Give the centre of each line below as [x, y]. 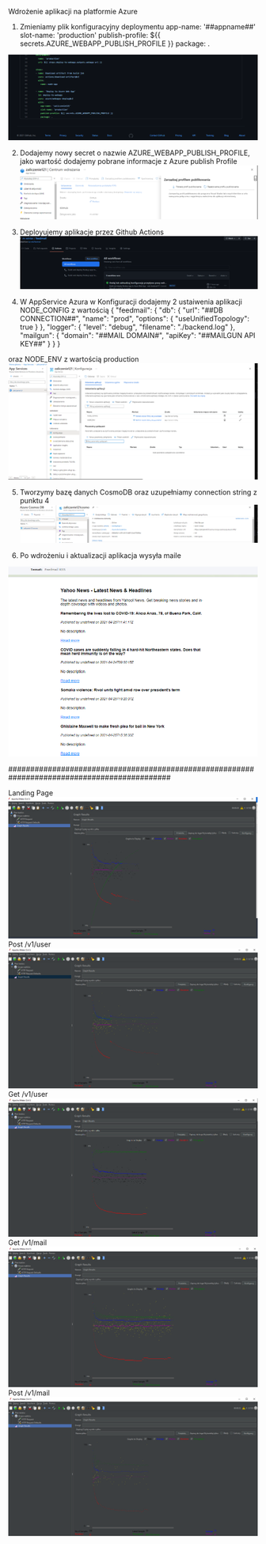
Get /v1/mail [28, 1242]
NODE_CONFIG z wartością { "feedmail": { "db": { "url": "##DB [121, 310]
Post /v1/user [30, 944]
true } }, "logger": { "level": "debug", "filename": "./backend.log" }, [127, 327]
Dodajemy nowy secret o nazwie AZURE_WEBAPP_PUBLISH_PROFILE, [135, 153]
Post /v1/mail [29, 1393]
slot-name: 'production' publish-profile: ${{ [90, 35]
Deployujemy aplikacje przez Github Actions [92, 232]
